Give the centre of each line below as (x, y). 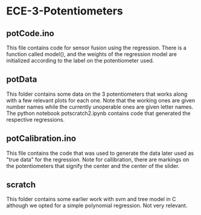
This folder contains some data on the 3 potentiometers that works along (97, 94)
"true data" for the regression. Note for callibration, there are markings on (98, 159)
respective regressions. (36, 119)
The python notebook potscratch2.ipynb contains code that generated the (98, 113)
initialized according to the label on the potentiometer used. (80, 61)
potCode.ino (30, 33)
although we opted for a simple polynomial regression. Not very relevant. (97, 205)
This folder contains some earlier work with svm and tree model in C (91, 199)
